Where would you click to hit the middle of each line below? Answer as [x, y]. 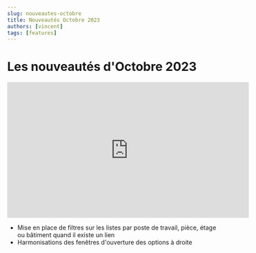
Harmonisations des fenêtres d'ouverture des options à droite [105, 243]
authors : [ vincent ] [35, 26]
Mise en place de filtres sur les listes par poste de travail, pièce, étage [117, 227]
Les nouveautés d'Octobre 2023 [102, 67]
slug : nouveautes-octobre [44, 13]
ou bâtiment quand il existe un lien [66, 235]
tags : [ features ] [32, 33]
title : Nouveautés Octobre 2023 [53, 20]
